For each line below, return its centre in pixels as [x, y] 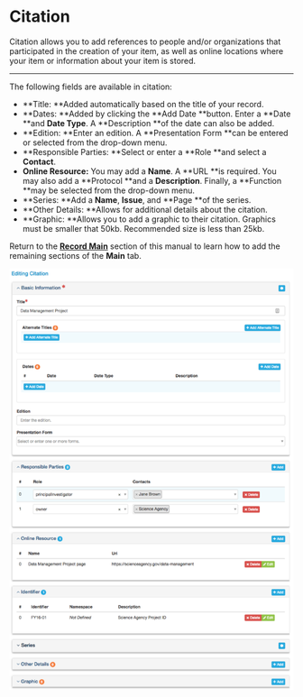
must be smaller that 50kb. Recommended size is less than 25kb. [143, 228]
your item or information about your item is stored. [103, 60]
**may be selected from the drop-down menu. [109, 190]
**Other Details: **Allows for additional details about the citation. [145, 209]
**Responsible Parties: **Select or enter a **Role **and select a [144, 151]
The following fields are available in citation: [91, 87]
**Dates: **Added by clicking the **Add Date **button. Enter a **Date [156, 114]
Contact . [39, 161]
